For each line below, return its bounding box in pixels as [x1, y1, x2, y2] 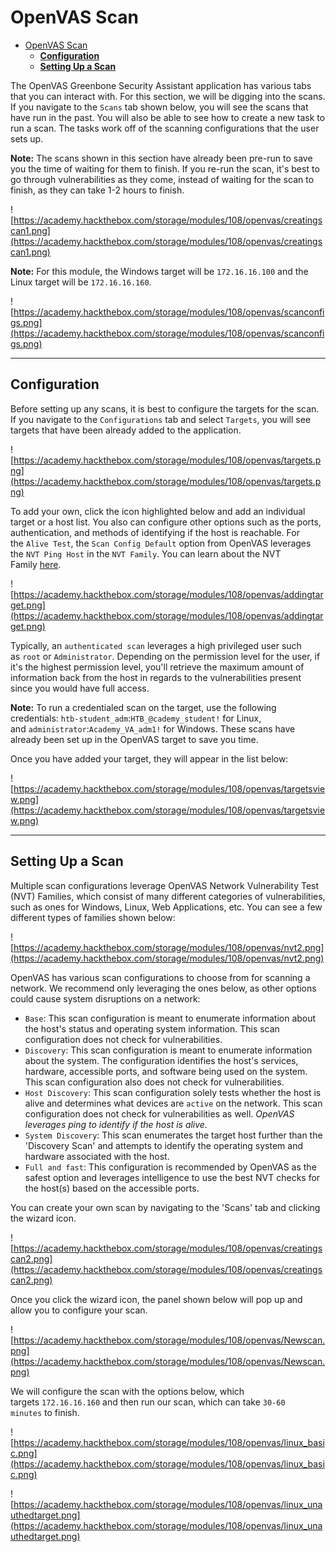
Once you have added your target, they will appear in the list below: [10, 752, 289, 765]
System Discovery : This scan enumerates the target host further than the [24, 1129, 323, 1141]
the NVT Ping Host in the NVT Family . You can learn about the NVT [10, 547, 282, 560]
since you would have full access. [10, 682, 150, 694]
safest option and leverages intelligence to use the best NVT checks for [24, 1171, 321, 1183]
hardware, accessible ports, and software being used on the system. [24, 1065, 308, 1077]
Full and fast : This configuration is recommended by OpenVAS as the [24, 1161, 317, 1173]
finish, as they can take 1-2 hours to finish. [10, 184, 185, 196]
